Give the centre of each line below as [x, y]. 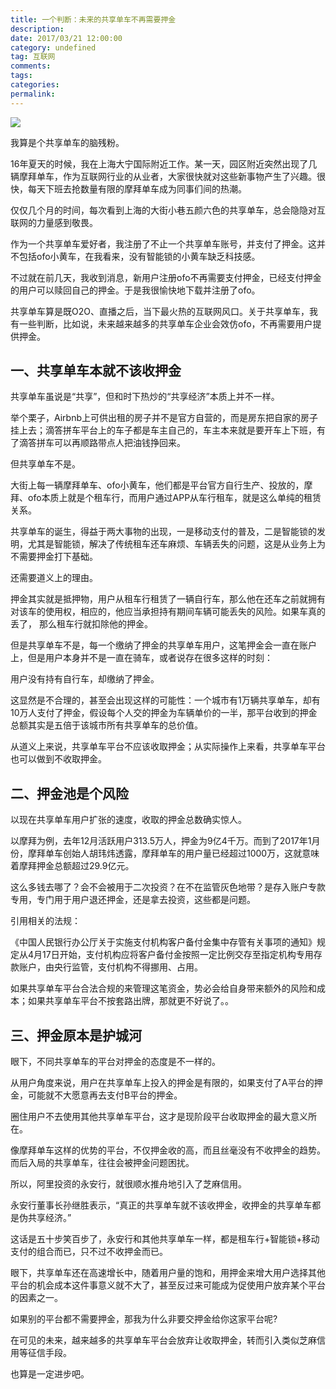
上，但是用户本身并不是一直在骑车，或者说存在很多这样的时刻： [141, 658]
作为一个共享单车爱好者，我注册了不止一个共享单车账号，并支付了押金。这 [163, 243]
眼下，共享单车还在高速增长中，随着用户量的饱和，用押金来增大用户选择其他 [168, 1273]
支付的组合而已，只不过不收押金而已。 [89, 1252]
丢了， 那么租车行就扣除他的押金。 [81, 624]
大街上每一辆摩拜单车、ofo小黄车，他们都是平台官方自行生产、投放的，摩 [161, 485]
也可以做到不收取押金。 [58, 759]
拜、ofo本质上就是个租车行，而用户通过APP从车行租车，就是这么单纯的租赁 [166, 498]
